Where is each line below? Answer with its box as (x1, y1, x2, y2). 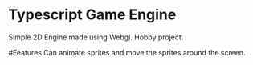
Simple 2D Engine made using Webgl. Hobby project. (8, 32, 184, 42)
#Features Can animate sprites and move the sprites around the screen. (8, 47, 247, 57)
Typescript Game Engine (8, 6, 177, 24)
